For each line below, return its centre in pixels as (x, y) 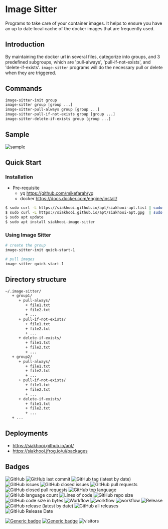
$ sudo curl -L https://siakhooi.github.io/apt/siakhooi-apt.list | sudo (84, 208)
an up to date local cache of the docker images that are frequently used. (80, 28)
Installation (19, 177)
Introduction (25, 45)
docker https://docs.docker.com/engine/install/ (69, 199)
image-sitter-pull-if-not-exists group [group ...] (60, 114)
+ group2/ (22, 357)
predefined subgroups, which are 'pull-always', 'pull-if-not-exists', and (78, 62)
